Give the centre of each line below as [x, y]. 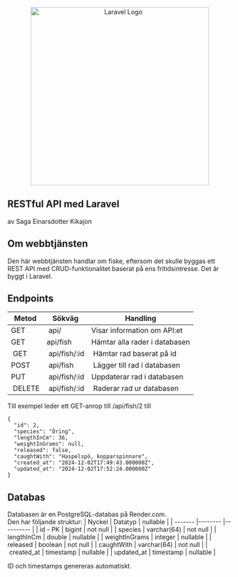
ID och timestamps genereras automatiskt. [69, 566]
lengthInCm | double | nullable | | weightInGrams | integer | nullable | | [109, 537]
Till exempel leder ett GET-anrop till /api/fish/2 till [79, 406]
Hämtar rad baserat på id [135, 354]
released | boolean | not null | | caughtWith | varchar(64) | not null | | [108, 545]
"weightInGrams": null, [49, 444]
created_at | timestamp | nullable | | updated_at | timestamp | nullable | [112, 552]
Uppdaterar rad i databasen [138, 377]
